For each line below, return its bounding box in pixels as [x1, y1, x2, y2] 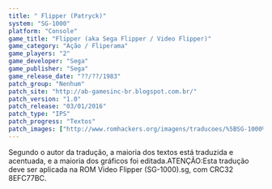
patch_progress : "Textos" [8, 118, 96, 126]
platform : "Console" [8, 27, 79, 35]
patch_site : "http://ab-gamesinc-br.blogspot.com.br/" [8, 87, 198, 96]
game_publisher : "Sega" [8, 65, 89, 73]
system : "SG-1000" [8, 19, 70, 28]
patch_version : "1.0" [8, 95, 82, 103]
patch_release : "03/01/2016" [8, 102, 107, 110]
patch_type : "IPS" [8, 110, 70, 118]
